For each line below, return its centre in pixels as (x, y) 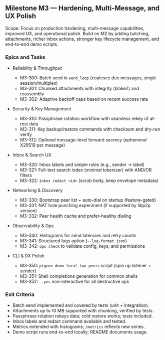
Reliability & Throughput (37, 68)
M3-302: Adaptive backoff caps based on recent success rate (84, 99)
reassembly (32, 94)
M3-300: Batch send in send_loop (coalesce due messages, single (88, 78)
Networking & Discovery (37, 191)
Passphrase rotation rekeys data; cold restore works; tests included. (82, 316)
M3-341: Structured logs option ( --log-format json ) (73, 241)
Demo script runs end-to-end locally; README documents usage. (80, 332)
